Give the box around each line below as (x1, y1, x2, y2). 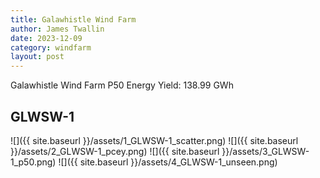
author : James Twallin (10, 24, 105, 34)
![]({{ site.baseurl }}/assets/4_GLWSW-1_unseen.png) (58, 156, 278, 168)
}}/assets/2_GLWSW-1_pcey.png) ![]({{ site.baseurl (10, 145, 220, 157)
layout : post (10, 52, 65, 62)
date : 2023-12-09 (10, 33, 83, 43)
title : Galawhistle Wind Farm (10, 14, 137, 25)
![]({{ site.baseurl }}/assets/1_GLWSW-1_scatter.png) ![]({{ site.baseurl (10, 134, 299, 146)
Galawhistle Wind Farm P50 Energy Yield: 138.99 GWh (10, 79, 234, 91)
